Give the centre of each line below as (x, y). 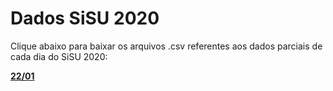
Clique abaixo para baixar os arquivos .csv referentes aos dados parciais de (166, 46)
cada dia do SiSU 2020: (59, 56)
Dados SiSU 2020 (85, 18)
